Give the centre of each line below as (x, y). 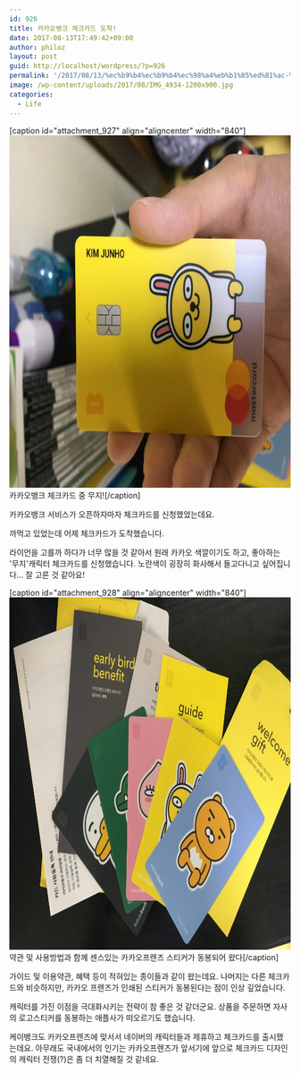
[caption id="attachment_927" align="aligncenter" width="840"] (128, 131)
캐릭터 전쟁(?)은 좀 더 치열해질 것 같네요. (88, 1059)
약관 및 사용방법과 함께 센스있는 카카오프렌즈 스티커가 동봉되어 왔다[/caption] (144, 957)
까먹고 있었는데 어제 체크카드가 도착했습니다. (87, 533)
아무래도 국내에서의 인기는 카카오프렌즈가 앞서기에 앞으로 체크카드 (150, 1048)
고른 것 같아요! (59, 575)
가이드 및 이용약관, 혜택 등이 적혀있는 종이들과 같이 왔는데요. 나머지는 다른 (137, 976)
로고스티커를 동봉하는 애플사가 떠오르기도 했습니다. (107, 1018)
